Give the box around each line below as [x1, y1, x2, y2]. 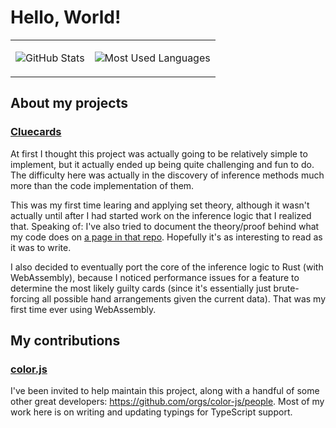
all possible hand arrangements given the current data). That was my [41, 292, 326, 305]
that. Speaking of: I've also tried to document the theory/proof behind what [10, 220, 320, 232]
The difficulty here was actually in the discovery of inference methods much [10, 169, 325, 181]
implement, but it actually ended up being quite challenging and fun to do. [10, 158, 315, 170]
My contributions [10, 332, 121, 350]
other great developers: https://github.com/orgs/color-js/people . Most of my [10, 396, 325, 408]
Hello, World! [10, 6, 122, 29]
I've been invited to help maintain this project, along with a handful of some [10, 385, 320, 397]
